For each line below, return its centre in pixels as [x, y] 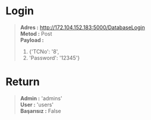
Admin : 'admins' [41, 98]
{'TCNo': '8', [44, 51]
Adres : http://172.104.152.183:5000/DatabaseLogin [82, 27]
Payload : [32, 40]
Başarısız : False [41, 110]
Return [23, 82]
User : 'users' [37, 105]
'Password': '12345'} [54, 58]
